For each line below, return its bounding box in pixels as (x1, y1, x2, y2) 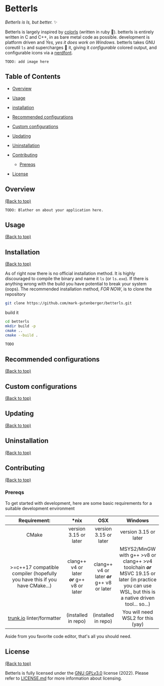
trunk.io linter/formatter (8, 615, 61, 621)
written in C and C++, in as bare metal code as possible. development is (5, 34, 150, 40)
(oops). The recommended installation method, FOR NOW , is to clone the (5, 286, 152, 292)
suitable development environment (5, 505, 75, 511)
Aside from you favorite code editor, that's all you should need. (5, 633, 132, 639)
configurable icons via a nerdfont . (5, 49, 73, 55)
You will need (122, 608, 153, 615)
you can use (123, 582, 152, 589)
